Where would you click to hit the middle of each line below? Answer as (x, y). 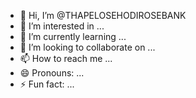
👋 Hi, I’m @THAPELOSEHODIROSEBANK (103, 15)
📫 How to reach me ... (66, 58)
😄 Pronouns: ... (52, 73)
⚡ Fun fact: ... (47, 84)
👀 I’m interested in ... (62, 26)
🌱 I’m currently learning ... (73, 36)
